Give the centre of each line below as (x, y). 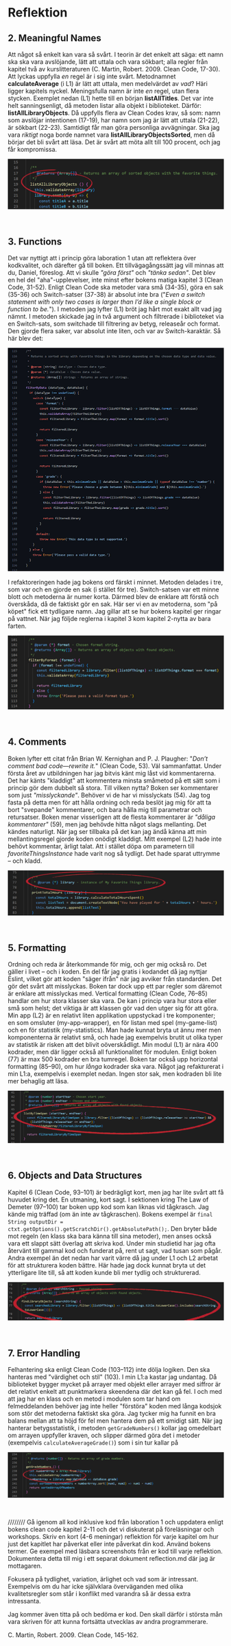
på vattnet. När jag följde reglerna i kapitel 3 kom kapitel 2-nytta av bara (109, 618)
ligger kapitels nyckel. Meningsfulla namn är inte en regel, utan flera (104, 91)
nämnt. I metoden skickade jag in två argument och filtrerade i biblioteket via (116, 317)
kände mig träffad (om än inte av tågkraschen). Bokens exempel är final (110, 1214)
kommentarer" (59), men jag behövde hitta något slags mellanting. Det (107, 824)
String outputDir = (36, 1222)
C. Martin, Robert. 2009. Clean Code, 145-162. (73, 1635)
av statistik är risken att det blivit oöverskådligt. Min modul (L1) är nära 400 (113, 1045)
